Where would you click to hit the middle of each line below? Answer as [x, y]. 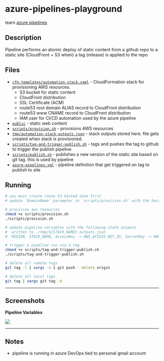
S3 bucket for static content [47, 92]
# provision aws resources [32, 210]
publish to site [26, 170]
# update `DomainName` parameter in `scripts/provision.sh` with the [77, 201]
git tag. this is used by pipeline [43, 159]
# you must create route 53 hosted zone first [53, 196]
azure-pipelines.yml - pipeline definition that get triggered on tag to [81, 165]
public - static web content [40, 123]
